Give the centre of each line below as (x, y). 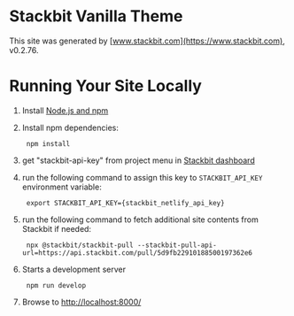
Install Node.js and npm (65, 110)
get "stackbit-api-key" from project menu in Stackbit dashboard (138, 160)
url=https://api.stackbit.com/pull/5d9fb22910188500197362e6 (137, 253)
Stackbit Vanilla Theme (96, 16)
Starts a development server (74, 269)
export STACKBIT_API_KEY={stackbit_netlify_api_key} (125, 203)
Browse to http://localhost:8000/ (81, 302)
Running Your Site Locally (105, 86)
